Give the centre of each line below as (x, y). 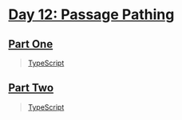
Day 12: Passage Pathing (91, 15)
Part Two (31, 88)
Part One (31, 44)
